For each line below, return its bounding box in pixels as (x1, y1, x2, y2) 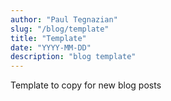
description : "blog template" (10, 52, 137, 62)
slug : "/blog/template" (10, 24, 110, 34)
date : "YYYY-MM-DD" (10, 42, 92, 53)
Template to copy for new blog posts (10, 79, 162, 91)
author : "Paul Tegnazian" (10, 14, 118, 25)
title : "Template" (10, 33, 87, 43)
